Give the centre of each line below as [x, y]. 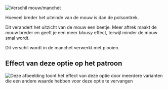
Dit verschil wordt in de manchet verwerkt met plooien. [62, 48]
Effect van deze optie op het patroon [64, 64]
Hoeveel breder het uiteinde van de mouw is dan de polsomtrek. [72, 17]
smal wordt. [17, 38]
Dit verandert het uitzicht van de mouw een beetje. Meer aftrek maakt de [81, 27]
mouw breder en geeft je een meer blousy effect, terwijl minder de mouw [81, 32]
